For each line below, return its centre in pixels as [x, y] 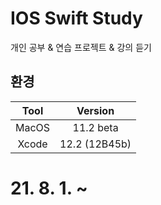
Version [95, 110]
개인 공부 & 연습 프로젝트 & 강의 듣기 [81, 47]
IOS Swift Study [76, 18]
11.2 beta [95, 127]
